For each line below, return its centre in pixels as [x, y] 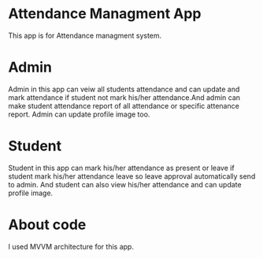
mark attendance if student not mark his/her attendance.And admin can [124, 97]
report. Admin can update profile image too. [79, 114]
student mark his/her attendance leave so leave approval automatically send [132, 176]
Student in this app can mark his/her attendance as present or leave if [121, 168]
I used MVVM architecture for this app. [71, 246]
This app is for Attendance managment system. [85, 35]
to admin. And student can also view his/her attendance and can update [125, 184]
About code [47, 224]
